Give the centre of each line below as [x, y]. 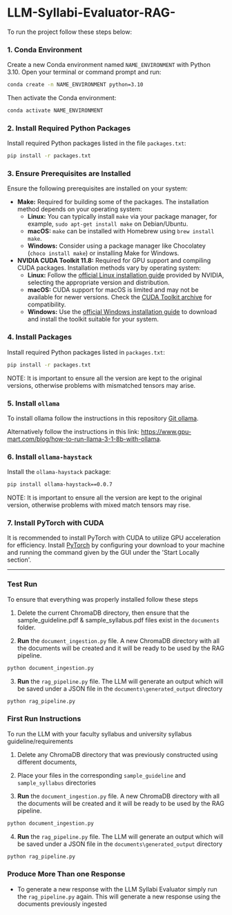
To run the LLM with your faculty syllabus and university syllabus [99, 734]
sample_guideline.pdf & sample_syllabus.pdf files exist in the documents [118, 620]
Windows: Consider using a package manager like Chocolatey [116, 246]
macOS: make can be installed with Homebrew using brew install [121, 231]
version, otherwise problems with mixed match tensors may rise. [99, 505]
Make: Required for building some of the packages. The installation [113, 202]
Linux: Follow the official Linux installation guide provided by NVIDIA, [126, 275]
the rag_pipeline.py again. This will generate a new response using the [119, 896]
